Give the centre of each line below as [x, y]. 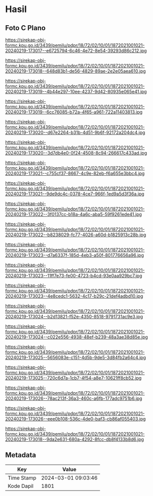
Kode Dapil [21, 486]
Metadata [21, 455]
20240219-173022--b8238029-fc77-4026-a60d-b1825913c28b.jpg [76, 235]
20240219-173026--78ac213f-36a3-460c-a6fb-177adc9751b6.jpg [74, 398]
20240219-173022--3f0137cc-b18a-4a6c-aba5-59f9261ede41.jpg [73, 214]
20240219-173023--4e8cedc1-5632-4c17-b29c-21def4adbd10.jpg [74, 296]
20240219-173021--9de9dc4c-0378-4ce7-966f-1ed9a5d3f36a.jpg [75, 194]
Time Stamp [22, 478]
